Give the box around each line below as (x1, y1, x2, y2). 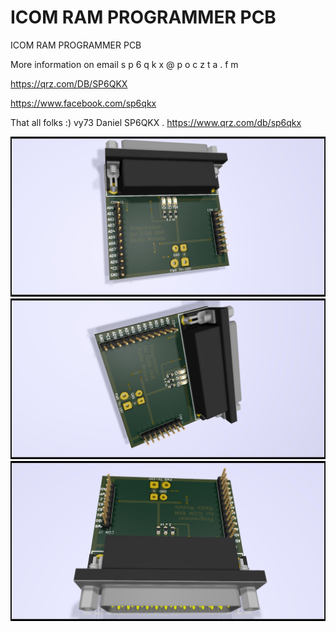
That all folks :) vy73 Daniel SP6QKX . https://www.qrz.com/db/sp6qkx (10, 116, 302, 128)
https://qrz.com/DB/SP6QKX (10, 77, 128, 90)
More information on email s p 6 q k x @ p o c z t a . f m (10, 58, 239, 70)
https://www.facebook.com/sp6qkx (10, 97, 157, 109)
